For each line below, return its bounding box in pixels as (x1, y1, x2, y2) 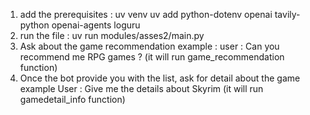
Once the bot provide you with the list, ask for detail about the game (19, 72, 301, 84)
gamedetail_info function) (19, 94, 126, 105)
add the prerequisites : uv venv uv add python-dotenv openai (19, 9, 273, 20)
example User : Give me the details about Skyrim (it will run (19, 83, 264, 94)
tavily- (274, 9, 301, 20)
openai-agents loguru (51, 19, 141, 31)
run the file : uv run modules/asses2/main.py (19, 30, 205, 41)
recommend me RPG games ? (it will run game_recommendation (19, 51, 285, 63)
